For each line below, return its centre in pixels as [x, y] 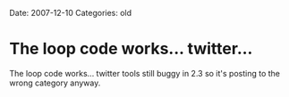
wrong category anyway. [55, 83]
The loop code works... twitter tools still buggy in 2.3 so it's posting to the [144, 73]
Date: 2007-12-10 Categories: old [71, 13]
